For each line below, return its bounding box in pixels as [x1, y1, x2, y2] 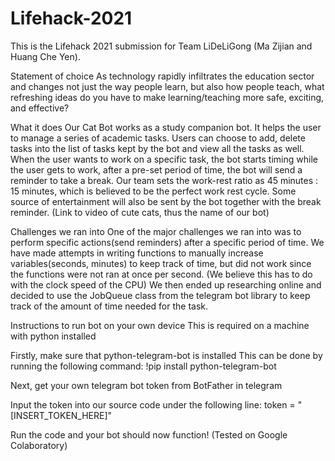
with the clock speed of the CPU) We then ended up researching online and [10, 278, 322, 291]
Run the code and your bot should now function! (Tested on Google [10, 428, 288, 441]
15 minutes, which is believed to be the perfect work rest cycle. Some [10, 185, 297, 197]
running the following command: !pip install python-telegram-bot [10, 360, 277, 372]
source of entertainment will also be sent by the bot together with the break [10, 195, 322, 207]
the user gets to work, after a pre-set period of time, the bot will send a [10, 163, 303, 176]
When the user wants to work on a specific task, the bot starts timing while [10, 153, 318, 165]
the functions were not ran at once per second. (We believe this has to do [10, 268, 313, 280]
